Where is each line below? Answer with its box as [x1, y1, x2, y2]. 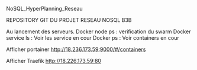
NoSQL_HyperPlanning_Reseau [6, 5, 83, 12]
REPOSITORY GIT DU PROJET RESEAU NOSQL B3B [6, 17, 132, 23]
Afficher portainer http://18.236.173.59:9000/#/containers [6, 46, 146, 53]
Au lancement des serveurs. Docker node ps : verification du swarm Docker [6, 28, 191, 35]
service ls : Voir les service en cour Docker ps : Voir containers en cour [6, 34, 179, 41]
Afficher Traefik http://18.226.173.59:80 [6, 58, 102, 64]
